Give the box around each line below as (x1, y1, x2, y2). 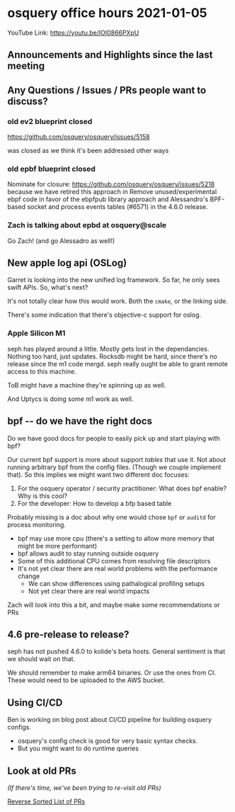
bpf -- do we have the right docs (7, 415, 153, 427)
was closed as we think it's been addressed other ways (7, 147, 169, 155)
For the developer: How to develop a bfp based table (17, 499, 172, 507)
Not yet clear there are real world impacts (28, 587, 150, 595)
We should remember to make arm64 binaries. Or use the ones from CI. (7, 668, 216, 677)
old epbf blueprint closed (7, 164, 96, 174)
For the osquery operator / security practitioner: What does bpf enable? (17, 484, 227, 492)
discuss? (7, 95, 48, 107)
